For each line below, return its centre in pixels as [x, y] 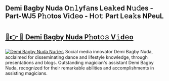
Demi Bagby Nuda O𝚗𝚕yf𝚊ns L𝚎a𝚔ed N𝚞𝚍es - [79, 8]
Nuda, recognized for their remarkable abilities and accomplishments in [80, 68]
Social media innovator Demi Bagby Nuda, [109, 52]
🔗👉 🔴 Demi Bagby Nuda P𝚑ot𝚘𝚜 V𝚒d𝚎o [69, 37]
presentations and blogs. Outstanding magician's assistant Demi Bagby [79, 63]
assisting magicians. [27, 73]
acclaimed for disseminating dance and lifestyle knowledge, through [76, 57]
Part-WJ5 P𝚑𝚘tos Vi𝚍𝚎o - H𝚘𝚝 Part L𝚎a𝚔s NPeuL [85, 16]
